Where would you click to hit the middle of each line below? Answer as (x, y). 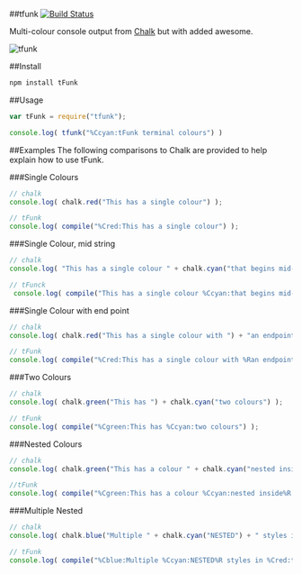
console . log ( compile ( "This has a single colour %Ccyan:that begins (144, 293)
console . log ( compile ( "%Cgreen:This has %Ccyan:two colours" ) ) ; (134, 427)
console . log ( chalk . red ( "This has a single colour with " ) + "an (134, 335)
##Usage (27, 100)
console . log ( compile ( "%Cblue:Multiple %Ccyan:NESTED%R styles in (136, 560)
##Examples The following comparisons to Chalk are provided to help (138, 150)
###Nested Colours (46, 444)
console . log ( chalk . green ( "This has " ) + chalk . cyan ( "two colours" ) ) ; (146, 402)
